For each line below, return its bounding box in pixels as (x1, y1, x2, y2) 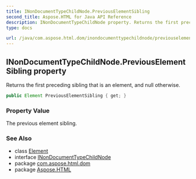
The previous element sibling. (6, 120, 78, 127)
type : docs (6, 24, 33, 31)
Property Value (6, 106, 50, 114)
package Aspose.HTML (14, 166, 72, 173)
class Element (14, 148, 48, 155)
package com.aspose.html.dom (14, 160, 90, 167)
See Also (6, 135, 32, 143)
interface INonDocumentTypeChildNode (14, 154, 111, 161)
